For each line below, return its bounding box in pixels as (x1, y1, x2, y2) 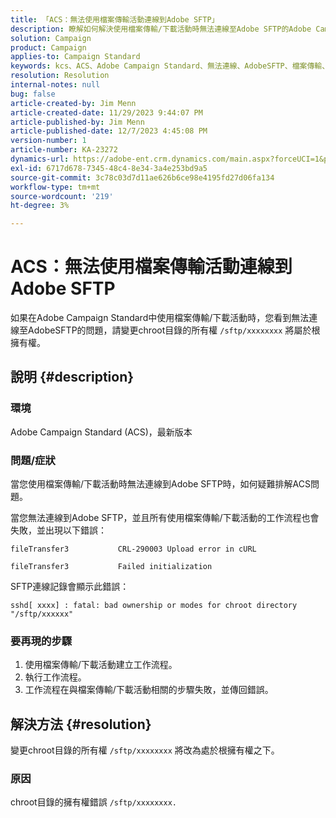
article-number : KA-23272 (10, 145, 118, 155)
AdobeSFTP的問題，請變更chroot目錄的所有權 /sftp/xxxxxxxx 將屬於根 (27, 324, 321, 336)
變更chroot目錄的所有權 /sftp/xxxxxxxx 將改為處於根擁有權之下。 (10, 744, 280, 756)
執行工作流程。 (24, 671, 87, 683)
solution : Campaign (10, 33, 92, 43)
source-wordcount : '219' (10, 191, 114, 201)
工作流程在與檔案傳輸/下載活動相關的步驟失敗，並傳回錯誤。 (24, 684, 274, 696)
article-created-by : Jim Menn (10, 98, 137, 108)
